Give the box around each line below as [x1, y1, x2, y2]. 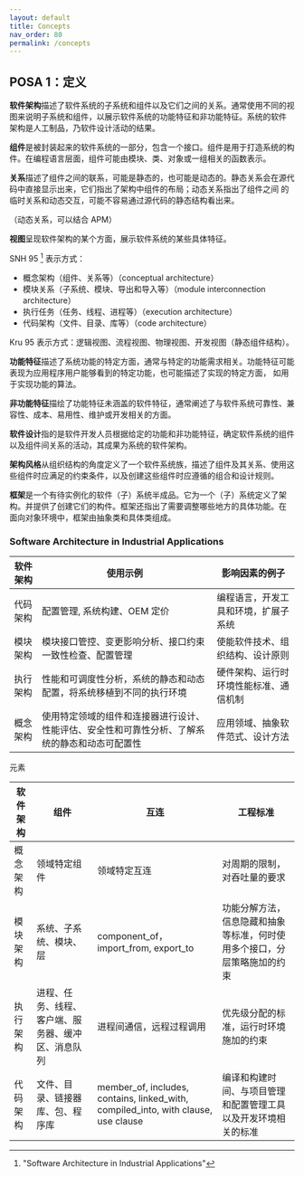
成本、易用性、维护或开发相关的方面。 [33, 409, 176, 420]
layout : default [9, 13, 71, 23]
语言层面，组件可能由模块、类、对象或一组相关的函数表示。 [48, 153, 271, 164]
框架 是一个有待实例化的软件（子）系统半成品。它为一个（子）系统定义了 [9, 489, 279, 500]
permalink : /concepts [9, 38, 91, 48]
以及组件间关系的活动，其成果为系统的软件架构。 [9, 440, 192, 451]
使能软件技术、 [216, 635, 280, 648]
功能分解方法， [221, 902, 286, 915]
